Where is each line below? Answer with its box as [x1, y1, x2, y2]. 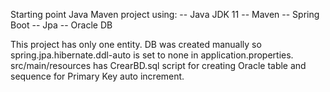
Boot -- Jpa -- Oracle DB [10, 19, 113, 31]
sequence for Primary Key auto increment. [10, 70, 185, 82]
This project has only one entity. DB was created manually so [10, 39, 262, 50]
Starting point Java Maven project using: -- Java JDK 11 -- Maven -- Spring [10, 9, 320, 20]
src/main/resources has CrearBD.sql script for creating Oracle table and [10, 60, 307, 71]
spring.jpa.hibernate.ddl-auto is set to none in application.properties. [10, 49, 294, 61]
